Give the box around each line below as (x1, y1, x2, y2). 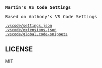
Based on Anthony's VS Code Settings (5, 14, 98, 19)
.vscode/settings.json (5, 23, 52, 28)
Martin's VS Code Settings (5, 5, 71, 10)
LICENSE (5, 45, 33, 54)
